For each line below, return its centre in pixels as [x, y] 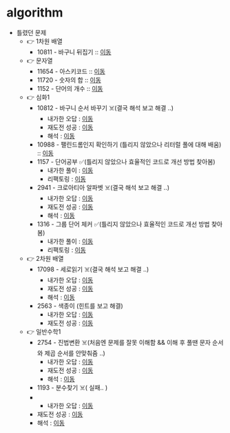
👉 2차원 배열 [45, 258]
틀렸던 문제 [31, 32]
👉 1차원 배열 [44, 41]
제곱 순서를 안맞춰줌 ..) [75, 353]
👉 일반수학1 [44, 331]
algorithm [35, 13]
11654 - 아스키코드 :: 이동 [71, 71]
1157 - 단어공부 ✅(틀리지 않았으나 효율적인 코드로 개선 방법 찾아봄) [126, 161]
